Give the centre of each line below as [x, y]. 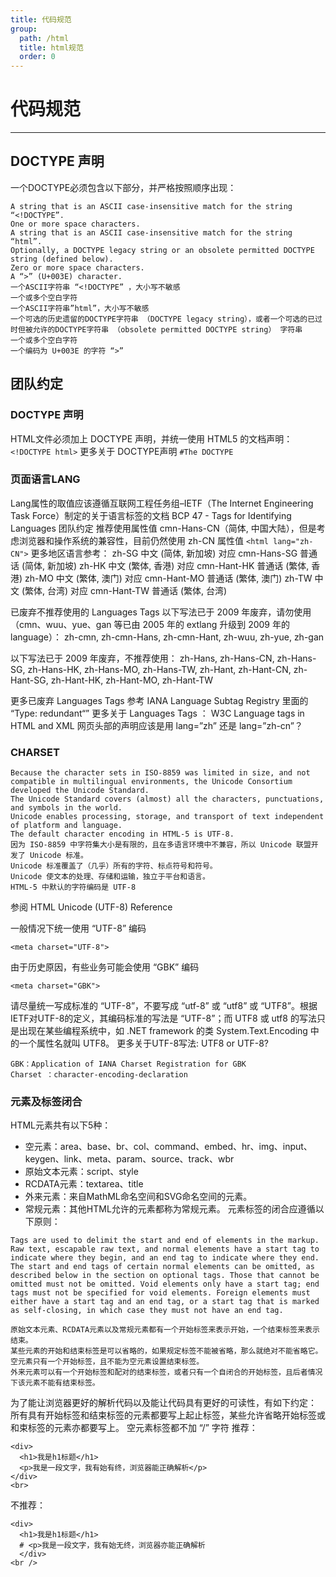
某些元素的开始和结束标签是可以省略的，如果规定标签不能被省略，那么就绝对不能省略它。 [166, 1351]
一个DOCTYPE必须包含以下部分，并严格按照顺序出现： [123, 187]
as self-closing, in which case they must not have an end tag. [147, 1311]
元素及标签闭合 [46, 1102]
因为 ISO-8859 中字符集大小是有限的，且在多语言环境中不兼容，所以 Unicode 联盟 [161, 845]
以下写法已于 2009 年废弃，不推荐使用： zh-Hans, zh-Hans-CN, [142, 658]
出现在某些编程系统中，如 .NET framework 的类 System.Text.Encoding [163, 1031]
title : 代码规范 [41, 19]
